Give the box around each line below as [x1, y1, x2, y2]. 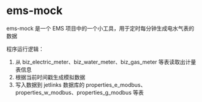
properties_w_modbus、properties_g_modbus [15, 89, 132, 96]
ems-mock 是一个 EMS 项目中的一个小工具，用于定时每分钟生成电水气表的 [6, 24, 195, 32]
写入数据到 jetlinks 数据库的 [15, 81, 84, 89]
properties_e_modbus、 [85, 81, 146, 89]
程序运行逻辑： [6, 45, 44, 53]
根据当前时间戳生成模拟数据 [15, 73, 86, 81]
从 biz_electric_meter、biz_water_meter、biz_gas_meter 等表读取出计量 [15, 58, 196, 65]
